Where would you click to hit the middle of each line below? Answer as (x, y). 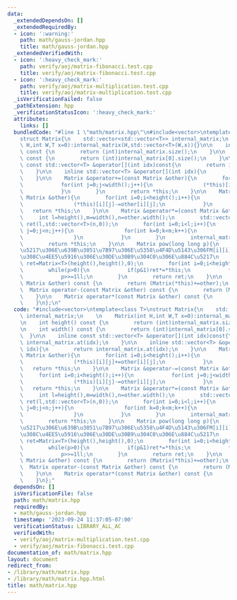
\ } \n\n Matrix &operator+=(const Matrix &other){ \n (109, 178)
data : (15, 14)
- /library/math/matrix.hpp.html (56, 579)
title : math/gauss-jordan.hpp (65, 47)
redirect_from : (30, 566)
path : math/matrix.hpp (47, 500)
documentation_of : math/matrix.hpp (60, 553)
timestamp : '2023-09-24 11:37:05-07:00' (74, 520)
